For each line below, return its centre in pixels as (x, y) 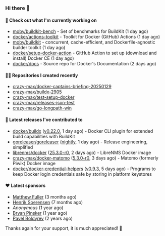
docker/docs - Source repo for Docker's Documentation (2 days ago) (84, 64)
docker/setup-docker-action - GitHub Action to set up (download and (85, 53)
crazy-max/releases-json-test (43, 103)
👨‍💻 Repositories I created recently (42, 75)
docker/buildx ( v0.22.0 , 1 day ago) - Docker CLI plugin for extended (83, 131)
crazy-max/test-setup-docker (43, 97)
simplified (23, 147)
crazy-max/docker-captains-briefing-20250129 (62, 87)
